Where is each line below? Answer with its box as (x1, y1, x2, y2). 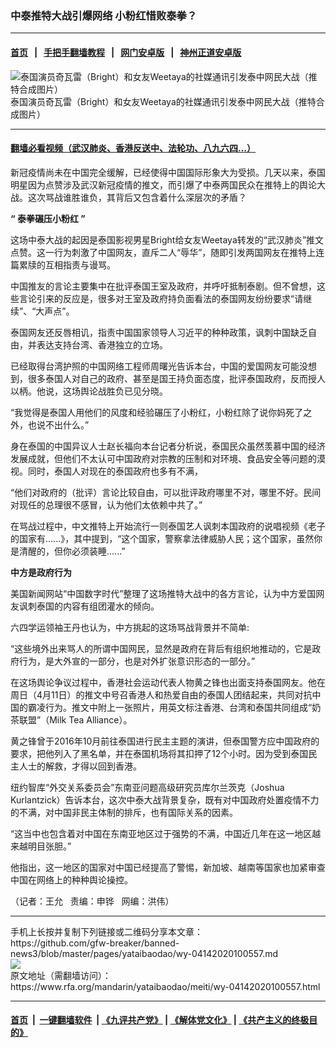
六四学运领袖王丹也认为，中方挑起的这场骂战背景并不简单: (10, 621, 250, 633)
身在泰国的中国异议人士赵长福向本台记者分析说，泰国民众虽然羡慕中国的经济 (10, 440, 326, 452)
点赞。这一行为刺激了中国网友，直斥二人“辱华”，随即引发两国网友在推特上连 (10, 246, 325, 258)
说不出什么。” (36, 418, 90, 431)
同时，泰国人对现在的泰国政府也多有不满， (27, 465, 203, 477)
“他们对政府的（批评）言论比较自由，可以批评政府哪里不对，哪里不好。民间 (10, 486, 322, 498)
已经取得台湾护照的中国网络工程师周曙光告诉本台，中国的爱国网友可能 (10, 360, 300, 372)
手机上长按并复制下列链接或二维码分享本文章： (10, 925, 203, 937)
